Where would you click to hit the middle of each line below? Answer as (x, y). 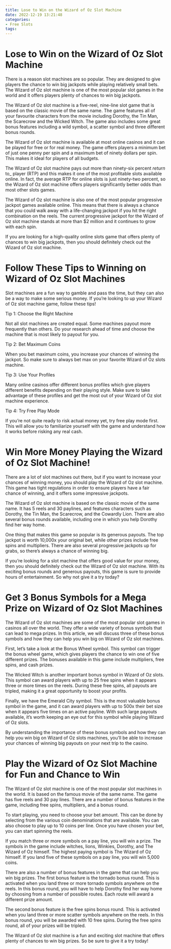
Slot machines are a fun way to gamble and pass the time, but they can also (85, 293)
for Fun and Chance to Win (63, 775)
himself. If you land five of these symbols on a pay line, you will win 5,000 (82, 857)
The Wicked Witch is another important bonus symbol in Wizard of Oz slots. (85, 674)
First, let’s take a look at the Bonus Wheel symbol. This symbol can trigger (83, 648)
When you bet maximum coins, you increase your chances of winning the (82, 354)
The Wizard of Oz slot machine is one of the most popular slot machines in (83, 789)
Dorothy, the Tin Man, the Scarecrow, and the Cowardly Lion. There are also (85, 514)
